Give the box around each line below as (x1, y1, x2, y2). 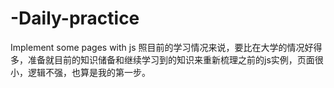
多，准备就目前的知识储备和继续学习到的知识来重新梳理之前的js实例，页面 (10, 53, 315, 66)
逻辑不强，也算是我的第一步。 (27, 66, 151, 78)
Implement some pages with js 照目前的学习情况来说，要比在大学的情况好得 (10, 41, 323, 53)
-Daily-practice (10, 7, 140, 30)
